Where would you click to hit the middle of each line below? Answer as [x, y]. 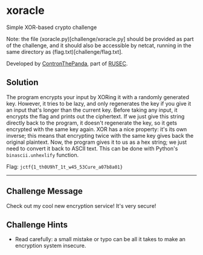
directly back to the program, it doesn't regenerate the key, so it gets [92, 123]
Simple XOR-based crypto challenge [52, 27]
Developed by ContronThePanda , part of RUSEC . [67, 63]
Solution [22, 82]
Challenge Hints [37, 224]
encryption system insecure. [50, 246]
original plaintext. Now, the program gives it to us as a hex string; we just [97, 142]
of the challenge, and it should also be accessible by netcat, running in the [99, 45]
